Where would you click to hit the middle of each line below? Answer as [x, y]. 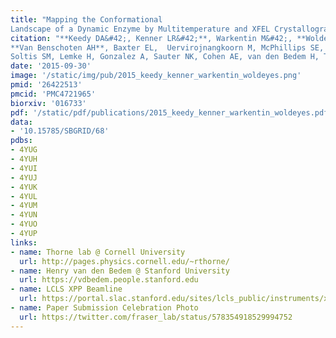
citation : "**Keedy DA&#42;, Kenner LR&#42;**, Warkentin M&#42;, [151, 38]
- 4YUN [24, 215]
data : [21, 122]
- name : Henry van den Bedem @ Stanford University [120, 271]
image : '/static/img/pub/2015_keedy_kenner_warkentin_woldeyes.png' [156, 76]
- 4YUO [24, 224]
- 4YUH [24, 159]
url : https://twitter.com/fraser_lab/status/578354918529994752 [156, 317]
